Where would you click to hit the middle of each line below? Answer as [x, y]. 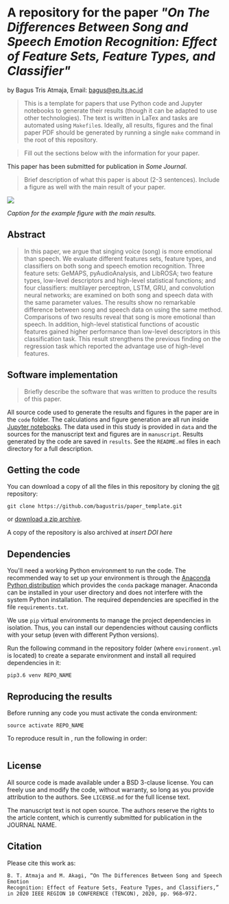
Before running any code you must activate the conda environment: [102, 713]
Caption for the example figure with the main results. [82, 213]
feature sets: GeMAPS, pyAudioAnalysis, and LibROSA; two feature [118, 273]
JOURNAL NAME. [32, 824]
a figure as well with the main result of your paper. [95, 187]
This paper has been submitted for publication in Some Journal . [97, 166]
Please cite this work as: [41, 863]
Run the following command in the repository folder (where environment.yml [114, 648]
